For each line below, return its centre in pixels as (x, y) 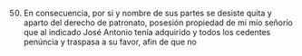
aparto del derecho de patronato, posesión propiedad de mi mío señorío (158, 23)
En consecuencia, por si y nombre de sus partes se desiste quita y (148, 13)
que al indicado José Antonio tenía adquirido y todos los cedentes (147, 32)
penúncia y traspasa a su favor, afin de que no (110, 42)
